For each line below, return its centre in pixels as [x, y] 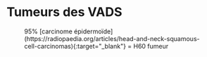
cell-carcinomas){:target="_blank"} [75, 46]
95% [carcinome [49, 31]
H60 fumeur [151, 46]
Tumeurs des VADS [64, 12]
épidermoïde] [94, 31]
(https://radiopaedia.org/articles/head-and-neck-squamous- [112, 38]
